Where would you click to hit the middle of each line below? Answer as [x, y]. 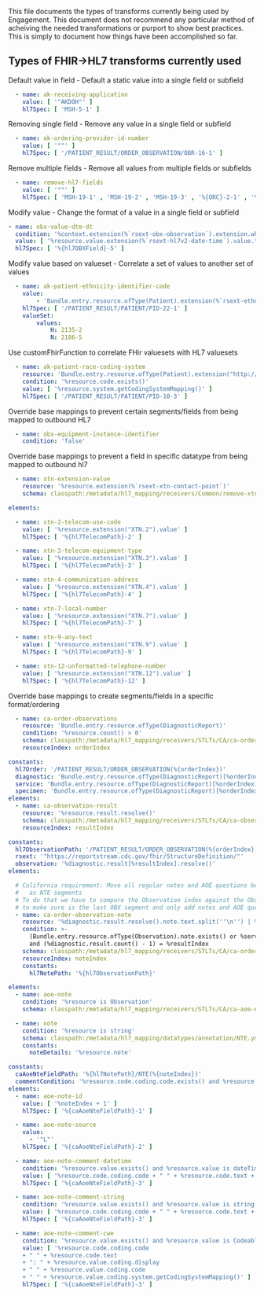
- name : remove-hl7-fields [59, 183]
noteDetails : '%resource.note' [80, 1053]
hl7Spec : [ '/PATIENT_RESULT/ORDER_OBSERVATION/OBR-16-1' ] [123, 153]
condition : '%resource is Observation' [88, 1002]
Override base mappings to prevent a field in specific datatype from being [128, 456]
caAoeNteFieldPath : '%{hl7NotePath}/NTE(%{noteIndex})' [108, 1074]
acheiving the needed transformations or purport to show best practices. [126, 28]
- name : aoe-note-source [56, 1125]
